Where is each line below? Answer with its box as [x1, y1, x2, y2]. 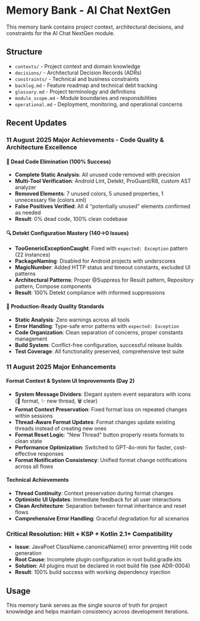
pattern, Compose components [14, 283, 92, 290]
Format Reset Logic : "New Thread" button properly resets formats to [14, 431, 185, 438]
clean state [14, 437, 43, 444]
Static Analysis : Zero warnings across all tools [14, 316, 130, 323]
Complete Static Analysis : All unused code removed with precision [14, 171, 180, 179]
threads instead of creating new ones [14, 425, 107, 432]
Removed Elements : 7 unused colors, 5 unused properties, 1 [14, 190, 164, 197]
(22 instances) [14, 251, 51, 258]
